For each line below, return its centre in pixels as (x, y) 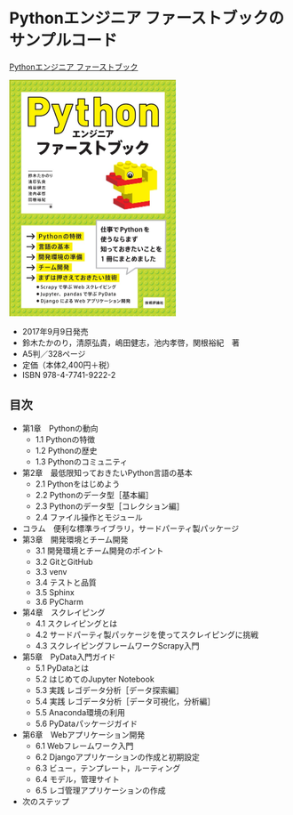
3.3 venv (51, 571)
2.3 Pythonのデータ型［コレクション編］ (110, 506)
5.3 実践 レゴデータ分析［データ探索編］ (109, 690)
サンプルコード (63, 40)
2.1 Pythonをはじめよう (78, 484)
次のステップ (45, 801)
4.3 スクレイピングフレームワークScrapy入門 (117, 645)
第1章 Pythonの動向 (60, 428)
